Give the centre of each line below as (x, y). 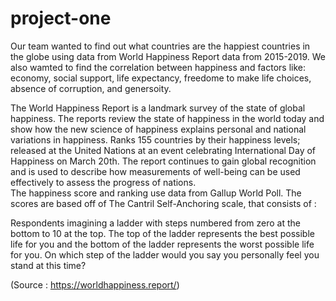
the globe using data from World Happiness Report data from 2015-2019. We (168, 56)
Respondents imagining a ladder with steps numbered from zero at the (155, 223)
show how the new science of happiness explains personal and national (158, 129)
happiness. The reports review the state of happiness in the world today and (167, 118)
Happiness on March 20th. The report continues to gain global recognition (163, 161)
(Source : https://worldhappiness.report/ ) (95, 284)
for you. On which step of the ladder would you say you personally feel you (165, 254)
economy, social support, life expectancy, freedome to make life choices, (161, 78)
